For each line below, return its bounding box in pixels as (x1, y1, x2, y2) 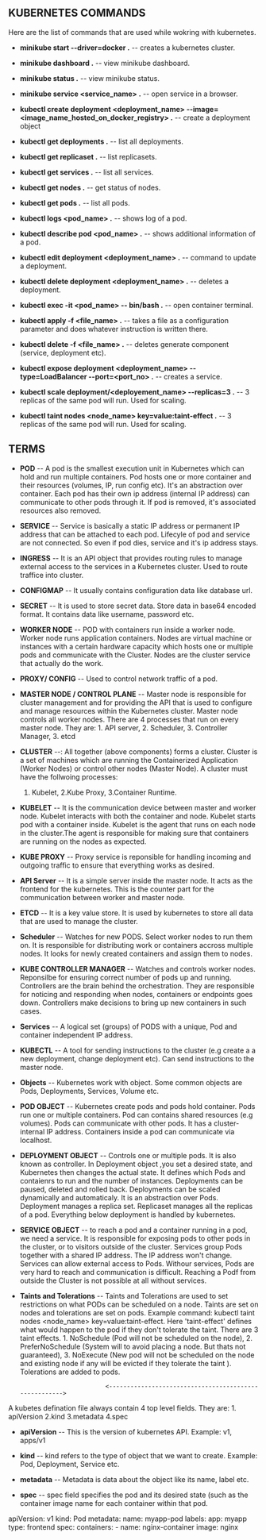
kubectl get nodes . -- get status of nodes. (19, 183, 161, 192)
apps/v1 (19, 1435, 46, 1445)
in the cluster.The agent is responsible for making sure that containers (19, 828, 249, 837)
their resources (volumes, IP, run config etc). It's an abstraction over (19, 480, 244, 490)
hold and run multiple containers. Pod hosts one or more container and (19, 472, 252, 481)
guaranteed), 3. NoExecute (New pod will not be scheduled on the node (19, 1349, 255, 1360)
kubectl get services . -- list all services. (19, 167, 154, 177)
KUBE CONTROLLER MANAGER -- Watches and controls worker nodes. (19, 964, 256, 973)
